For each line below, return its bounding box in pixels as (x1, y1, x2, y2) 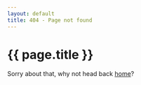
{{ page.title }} (7, 47, 94, 63)
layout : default (7, 10, 55, 17)
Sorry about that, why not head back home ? (7, 70, 135, 78)
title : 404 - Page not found (7, 17, 93, 24)
